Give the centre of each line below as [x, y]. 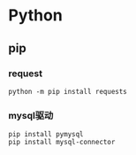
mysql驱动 [31, 115]
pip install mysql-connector [62, 143]
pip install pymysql [46, 135]
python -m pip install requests [68, 91]
